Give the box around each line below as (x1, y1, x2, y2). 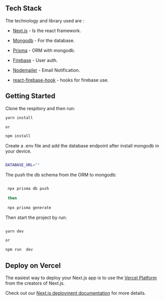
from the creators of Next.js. (5, 280, 65, 286)
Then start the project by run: (5, 214, 67, 220)
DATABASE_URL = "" (5, 163, 40, 168)
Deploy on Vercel (5, 261, 61, 270)
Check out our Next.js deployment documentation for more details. (5, 290, 146, 296)
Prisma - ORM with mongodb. (12, 47, 76, 53)
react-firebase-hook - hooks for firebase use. (12, 77, 109, 83)
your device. (5, 148, 32, 155)
